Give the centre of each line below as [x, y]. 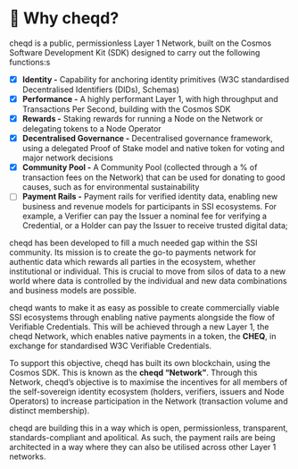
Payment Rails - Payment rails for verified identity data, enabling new [150, 197]
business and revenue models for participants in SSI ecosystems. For [149, 207]
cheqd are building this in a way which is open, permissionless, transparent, [149, 428]
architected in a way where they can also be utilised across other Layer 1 [143, 448]
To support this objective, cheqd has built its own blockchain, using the [140, 363]
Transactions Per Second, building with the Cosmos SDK [126, 109]
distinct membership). [50, 411]
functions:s [30, 62]
